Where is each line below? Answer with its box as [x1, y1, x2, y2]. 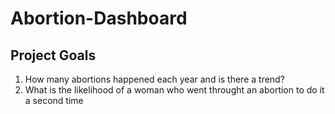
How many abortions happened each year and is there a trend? [24, 73, 285, 85]
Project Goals [10, 47, 97, 64]
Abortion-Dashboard [10, 7, 188, 30]
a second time [24, 95, 84, 106]
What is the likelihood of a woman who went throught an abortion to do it [24, 84, 325, 96]
